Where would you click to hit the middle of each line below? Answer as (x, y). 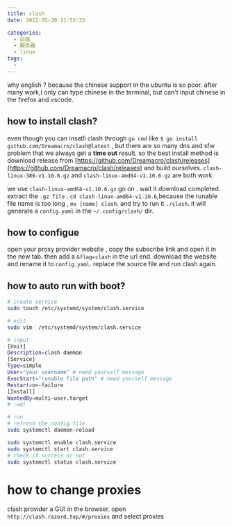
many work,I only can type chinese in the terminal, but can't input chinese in (116, 92)
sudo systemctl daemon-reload (51, 430)
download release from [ (42, 160)
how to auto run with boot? (66, 286)
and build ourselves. (173, 168)
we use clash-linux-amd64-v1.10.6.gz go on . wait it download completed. (114, 188)
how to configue (43, 233)
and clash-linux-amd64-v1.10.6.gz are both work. (142, 175)
